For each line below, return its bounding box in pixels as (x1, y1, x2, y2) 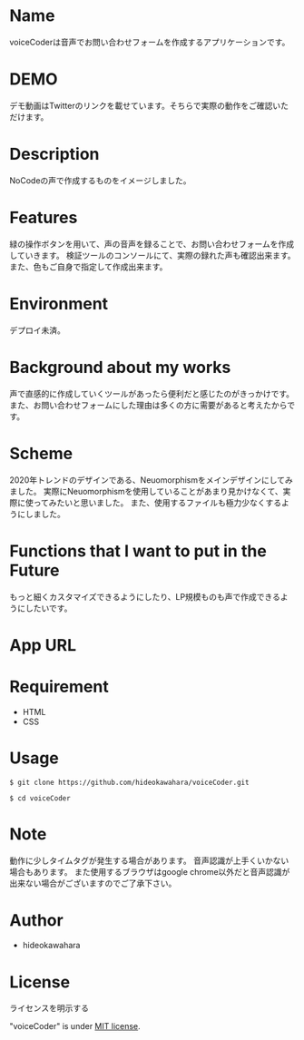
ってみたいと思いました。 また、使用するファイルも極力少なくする (33, 496, 282, 508)
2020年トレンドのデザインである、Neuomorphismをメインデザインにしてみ (9, 474, 293, 486)
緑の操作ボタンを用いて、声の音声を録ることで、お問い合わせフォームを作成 (9, 238, 295, 250)
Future (9, 560, 61, 581)
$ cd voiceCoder (9, 793, 71, 803)
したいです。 (25, 603, 73, 613)
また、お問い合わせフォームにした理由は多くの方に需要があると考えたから (9, 399, 288, 410)
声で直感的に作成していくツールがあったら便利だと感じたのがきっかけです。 (9, 388, 295, 399)
